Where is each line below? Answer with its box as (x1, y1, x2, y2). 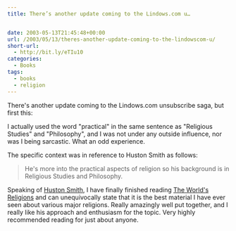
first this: (7, 108, 33, 117)
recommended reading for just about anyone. (7, 216, 139, 224)
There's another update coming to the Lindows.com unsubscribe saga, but (7, 101, 224, 109)
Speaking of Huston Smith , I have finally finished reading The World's (7, 185, 209, 194)
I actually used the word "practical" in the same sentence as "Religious (7, 122, 213, 130)
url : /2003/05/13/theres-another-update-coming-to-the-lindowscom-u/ (7, 36, 216, 43)
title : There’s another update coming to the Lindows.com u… (7, 10, 191, 18)
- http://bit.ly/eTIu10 (13, 49, 83, 56)
